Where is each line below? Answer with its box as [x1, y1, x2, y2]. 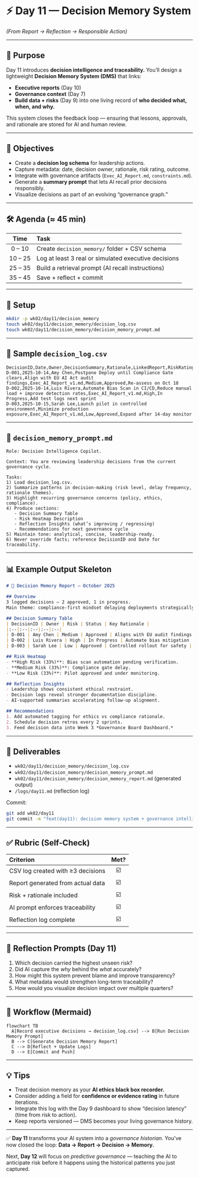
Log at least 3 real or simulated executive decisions [36, 254, 179, 263]
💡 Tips [6, 1070, 31, 1080]
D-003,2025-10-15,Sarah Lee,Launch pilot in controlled [6, 401, 147, 407]
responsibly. [14, 184, 45, 191]
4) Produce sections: [6, 506, 60, 512]
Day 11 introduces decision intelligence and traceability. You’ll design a [6, 66, 182, 74]
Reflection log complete [9, 916, 75, 924]
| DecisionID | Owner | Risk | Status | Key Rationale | [6, 621, 150, 627]
